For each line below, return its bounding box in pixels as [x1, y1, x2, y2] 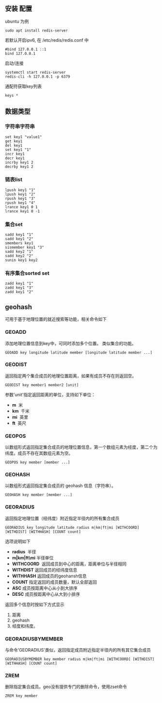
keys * [5, 93, 18, 98]
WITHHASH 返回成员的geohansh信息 [12, 573, 87, 579]
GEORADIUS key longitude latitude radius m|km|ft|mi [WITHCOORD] [5, 525, 139, 530]
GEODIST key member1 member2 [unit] [5, 382, 79, 387]
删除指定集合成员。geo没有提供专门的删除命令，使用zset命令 [5, 684, 127, 690]
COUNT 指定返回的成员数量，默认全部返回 [12, 579, 97, 585]
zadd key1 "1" [5, 281, 34, 286]
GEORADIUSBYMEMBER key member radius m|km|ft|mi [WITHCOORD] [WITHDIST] [5, 656, 155, 661]
